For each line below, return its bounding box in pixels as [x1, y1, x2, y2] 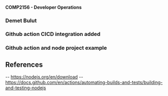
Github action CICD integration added [5, 31, 101, 38]
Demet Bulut [5, 17, 37, 24]
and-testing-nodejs [5, 85, 46, 91]
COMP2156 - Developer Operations [5, 4, 82, 10]
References [5, 60, 43, 69]
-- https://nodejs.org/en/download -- [5, 74, 83, 80]
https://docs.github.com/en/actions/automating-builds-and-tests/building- [5, 80, 163, 86]
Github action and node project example [5, 44, 108, 51]
